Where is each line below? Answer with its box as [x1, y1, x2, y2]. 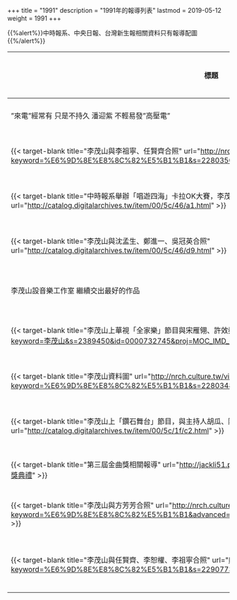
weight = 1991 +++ [7, 14, 61, 23]
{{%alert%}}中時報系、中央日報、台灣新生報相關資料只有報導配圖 [7, 29, 197, 37]
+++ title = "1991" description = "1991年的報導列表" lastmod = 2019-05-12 [7, 6, 222, 14]
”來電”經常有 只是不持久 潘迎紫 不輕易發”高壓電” [11, 111, 171, 120]
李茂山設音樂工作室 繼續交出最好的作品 [11, 286, 140, 295]
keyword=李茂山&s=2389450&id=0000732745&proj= [11, 336, 193, 346]
